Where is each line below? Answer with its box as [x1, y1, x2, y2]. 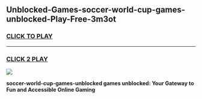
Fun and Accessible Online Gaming [6, 86, 96, 93]
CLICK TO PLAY [6, 32, 53, 41]
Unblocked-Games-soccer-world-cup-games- [6, 5, 185, 15]
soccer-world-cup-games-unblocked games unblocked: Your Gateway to [6, 79, 194, 86]
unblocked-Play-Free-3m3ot [6, 14, 116, 25]
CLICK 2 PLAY [6, 55, 48, 63]
